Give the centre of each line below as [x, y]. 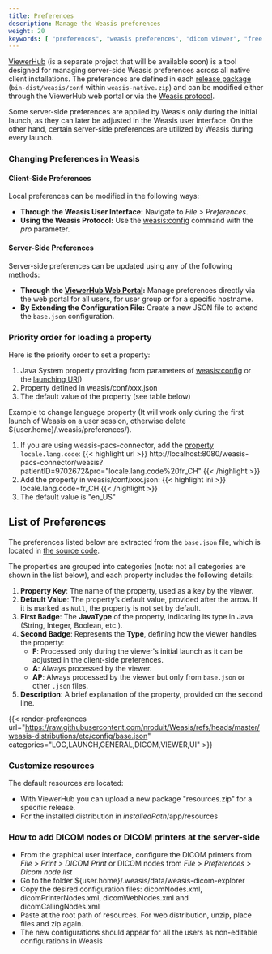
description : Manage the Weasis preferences [85, 24]
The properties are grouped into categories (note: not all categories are [127, 566]
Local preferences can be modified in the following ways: [104, 196]
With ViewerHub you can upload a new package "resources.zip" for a [136, 799]
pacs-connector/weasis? [62, 462]
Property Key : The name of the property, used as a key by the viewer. [137, 590]
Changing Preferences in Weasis [74, 159]
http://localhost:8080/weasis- [199, 453]
